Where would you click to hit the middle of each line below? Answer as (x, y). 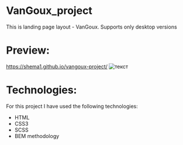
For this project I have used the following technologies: (72, 106)
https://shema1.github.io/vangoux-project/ (57, 66)
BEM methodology (37, 136)
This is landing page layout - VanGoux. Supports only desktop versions (91, 27)
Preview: (28, 50)
